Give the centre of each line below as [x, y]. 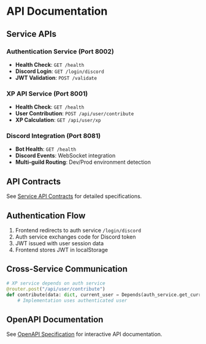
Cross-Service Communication [67, 269]
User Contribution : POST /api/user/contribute [74, 113]
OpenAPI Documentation [55, 319]
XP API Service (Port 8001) [47, 93]
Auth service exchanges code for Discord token [75, 237]
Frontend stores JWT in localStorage [62, 250]
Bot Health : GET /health [46, 149]
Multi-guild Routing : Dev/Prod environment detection [83, 162]
